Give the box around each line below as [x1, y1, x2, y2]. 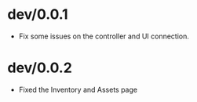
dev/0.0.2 [7, 59, 72, 77]
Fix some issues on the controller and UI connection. [18, 31, 190, 41]
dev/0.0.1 [7, 5, 68, 24]
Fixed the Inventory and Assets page [18, 85, 138, 94]
